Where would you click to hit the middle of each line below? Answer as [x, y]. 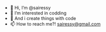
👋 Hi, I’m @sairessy [30, 8]
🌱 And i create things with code [43, 18]
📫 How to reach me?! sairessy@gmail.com [55, 24]
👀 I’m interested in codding [38, 13]
